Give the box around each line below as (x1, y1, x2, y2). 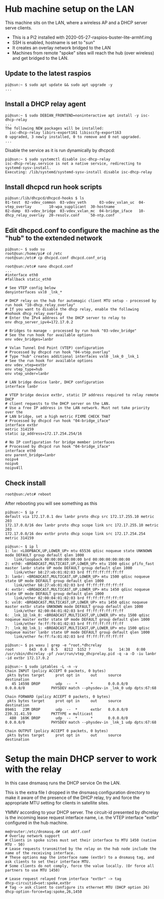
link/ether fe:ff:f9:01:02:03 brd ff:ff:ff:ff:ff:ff (14, 621, 124, 626)
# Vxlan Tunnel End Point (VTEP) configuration (5, 345, 104, 351)
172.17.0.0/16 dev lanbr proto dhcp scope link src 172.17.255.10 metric (5, 523, 159, 528)
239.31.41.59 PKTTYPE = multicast (5, 711, 93, 716)
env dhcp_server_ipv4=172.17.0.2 (5, 320, 73, 325)
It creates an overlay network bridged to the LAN (12, 45, 111, 50)
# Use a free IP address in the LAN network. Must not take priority (5, 406, 150, 411)
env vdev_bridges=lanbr (5, 337, 54, 342)
